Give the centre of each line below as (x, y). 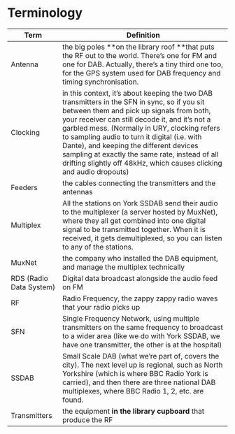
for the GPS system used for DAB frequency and (141, 73)
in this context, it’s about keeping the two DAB (137, 93)
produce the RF (87, 419)
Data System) (33, 287)
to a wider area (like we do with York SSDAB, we (141, 335)
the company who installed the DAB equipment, (140, 258)
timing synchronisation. (100, 82)
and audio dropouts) (95, 171)
